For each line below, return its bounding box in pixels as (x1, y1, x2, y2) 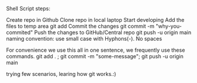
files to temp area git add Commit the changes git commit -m (6, 23, 155, 29)
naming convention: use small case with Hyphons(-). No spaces (6, 35, 163, 42)
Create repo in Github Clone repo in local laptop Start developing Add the (6, 16, 185, 23)
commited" (6, 29, 34, 36)
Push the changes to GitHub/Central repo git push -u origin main (34, 29, 192, 36)
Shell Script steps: (6, 5, 50, 12)
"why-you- (156, 23, 182, 29)
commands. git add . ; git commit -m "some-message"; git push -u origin (6, 53, 184, 59)
